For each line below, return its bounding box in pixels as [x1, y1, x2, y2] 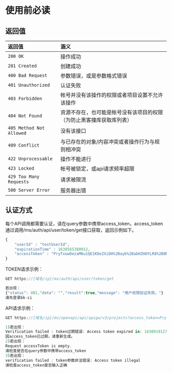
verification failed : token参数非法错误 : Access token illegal [5, 358, 141, 363]
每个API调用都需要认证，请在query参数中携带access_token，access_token [5, 220, 163, 226]
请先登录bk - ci [5, 295, 32, 300]
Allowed [8, 130, 27, 136]
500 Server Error [8, 188, 50, 193]
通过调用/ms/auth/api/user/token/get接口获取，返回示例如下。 [5, 226, 137, 233]
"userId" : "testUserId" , [14, 242, 70, 247]
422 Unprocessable [8, 156, 53, 161]
